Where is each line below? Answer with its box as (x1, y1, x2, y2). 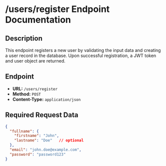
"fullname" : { (9, 128, 39, 133)
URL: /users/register (12, 85, 58, 91)
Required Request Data (5, 111, 78, 119)
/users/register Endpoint (5, 3, 110, 15)
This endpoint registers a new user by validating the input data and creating (5, 47, 161, 53)
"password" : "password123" (9, 151, 66, 157)
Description (5, 34, 42, 42)
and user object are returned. (5, 58, 66, 63)
